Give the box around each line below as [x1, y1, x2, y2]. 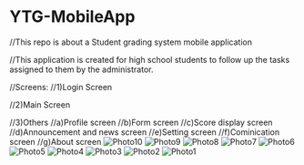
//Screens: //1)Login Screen [9, 81, 113, 92]
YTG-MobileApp [9, 6, 136, 27]
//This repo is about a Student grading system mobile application [9, 36, 253, 47]
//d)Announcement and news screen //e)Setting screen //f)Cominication [9, 126, 280, 138]
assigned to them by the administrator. [9, 64, 154, 75]
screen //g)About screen [9, 136, 102, 147]
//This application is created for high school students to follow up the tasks [9, 54, 290, 65]
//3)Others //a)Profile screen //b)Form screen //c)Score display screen [9, 117, 273, 128]
